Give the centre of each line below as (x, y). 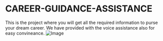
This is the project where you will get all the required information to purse (82, 22)
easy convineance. (25, 33)
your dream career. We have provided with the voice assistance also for (80, 27)
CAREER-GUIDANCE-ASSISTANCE (79, 9)
